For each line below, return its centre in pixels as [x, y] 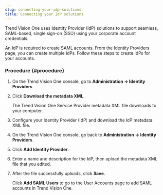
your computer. [27, 111]
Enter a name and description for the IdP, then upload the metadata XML [85, 158]
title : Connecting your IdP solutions [44, 14]
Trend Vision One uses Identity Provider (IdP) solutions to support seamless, [81, 28]
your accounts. [20, 58]
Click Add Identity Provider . [40, 149]
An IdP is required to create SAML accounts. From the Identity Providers [77, 48]
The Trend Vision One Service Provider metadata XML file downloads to [84, 105]
